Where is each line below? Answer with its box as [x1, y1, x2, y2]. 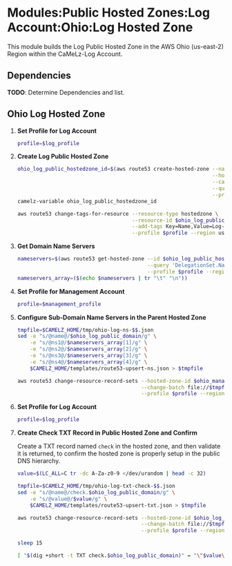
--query [147, 262, 169, 269]
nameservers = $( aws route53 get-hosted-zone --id [17, 256, 160, 263]
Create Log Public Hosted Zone [17, 152, 109, 160]
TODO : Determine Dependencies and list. [7, 88, 125, 96]
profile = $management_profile [17, 301, 101, 308]
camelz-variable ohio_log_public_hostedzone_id [17, 198, 157, 205]
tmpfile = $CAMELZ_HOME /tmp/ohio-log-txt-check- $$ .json [17, 482, 175, 490]
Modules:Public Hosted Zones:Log [7, 5, 211, 21]
